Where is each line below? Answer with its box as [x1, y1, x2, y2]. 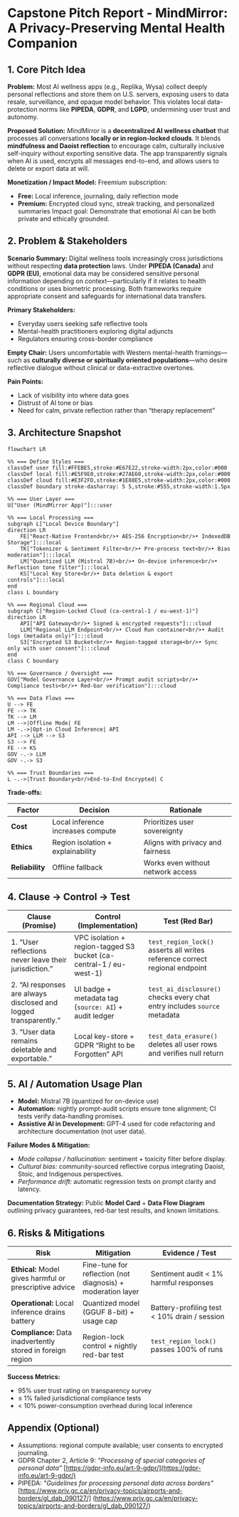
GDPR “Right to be [74, 1040, 135, 1050]
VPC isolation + [74, 933, 126, 943]
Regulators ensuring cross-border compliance [17, 334, 153, 343]
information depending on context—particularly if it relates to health [7, 276, 206, 285]
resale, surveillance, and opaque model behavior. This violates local [7, 97, 206, 106]
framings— [195, 348, 228, 356]
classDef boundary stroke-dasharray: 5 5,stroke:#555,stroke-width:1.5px [7, 482, 231, 490]
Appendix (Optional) [7, 1422, 100, 1434]
